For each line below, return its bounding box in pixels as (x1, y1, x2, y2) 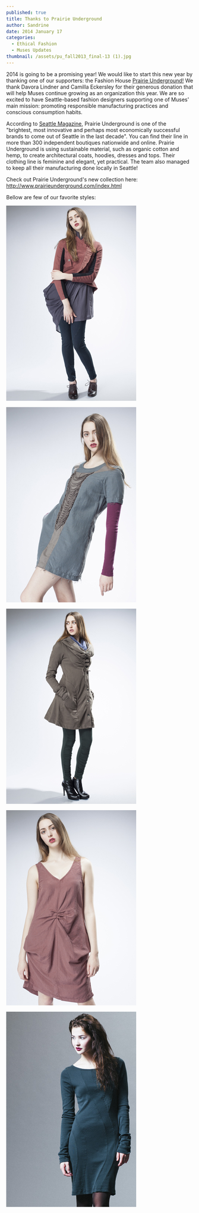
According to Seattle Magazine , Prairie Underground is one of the (6, 120, 166, 127)
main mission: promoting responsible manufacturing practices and (6, 102, 169, 109)
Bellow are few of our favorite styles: (6, 193, 96, 200)
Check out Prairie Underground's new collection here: (6, 175, 138, 183)
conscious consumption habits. (6, 108, 83, 115)
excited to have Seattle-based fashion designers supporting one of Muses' (6, 96, 189, 103)
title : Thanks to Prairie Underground (6, 15, 102, 22)
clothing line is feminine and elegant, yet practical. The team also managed (6, 158, 190, 165)
